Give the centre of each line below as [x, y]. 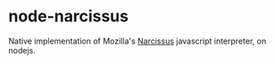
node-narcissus [68, 16]
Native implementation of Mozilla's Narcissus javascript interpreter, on [137, 41]
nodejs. [22, 50]
